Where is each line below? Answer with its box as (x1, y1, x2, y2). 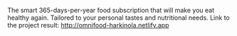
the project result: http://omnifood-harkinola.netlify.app (7, 21, 169, 29)
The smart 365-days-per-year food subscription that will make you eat (7, 6, 215, 14)
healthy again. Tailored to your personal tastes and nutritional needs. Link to (7, 13, 230, 22)
